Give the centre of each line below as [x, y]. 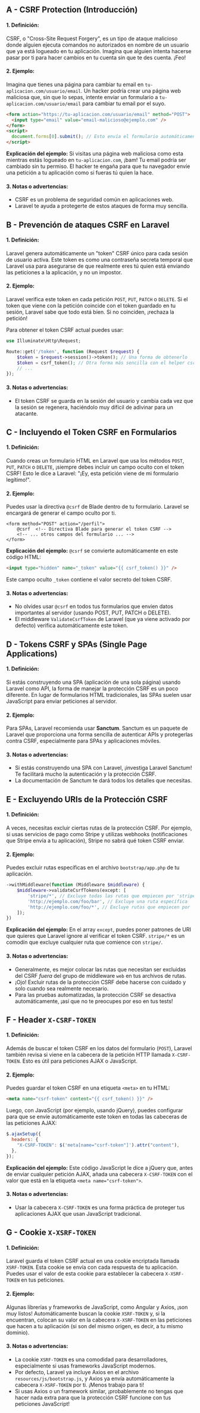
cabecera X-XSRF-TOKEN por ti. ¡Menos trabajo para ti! [79, 1385]
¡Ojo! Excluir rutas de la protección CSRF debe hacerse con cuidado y [100, 982]
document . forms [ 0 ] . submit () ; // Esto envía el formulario [85, 137]
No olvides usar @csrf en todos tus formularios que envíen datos [94, 607]
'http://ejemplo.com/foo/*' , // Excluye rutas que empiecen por [109, 907]
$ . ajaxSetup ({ [24, 1134]
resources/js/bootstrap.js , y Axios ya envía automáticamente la [94, 1378]
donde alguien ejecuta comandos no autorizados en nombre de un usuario [98, 45]
